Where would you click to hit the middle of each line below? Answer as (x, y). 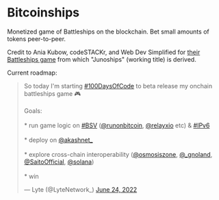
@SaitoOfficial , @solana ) (59, 162)
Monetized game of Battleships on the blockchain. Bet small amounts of (108, 32)
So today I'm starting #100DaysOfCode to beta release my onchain (118, 86)
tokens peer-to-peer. (37, 38)
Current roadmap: (32, 73)
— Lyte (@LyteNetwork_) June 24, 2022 (80, 189)
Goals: (33, 110)
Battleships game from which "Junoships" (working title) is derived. (102, 59)
